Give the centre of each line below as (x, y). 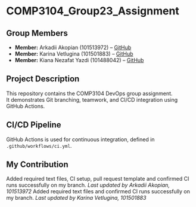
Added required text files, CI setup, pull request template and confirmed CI (98, 179)
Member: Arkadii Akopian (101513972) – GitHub (73, 47)
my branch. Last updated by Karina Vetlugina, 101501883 (76, 198)
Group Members (37, 33)
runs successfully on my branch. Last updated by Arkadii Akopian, (88, 185)
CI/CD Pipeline (34, 125)
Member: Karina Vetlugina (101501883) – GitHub (74, 54)
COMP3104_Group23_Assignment (93, 11)
